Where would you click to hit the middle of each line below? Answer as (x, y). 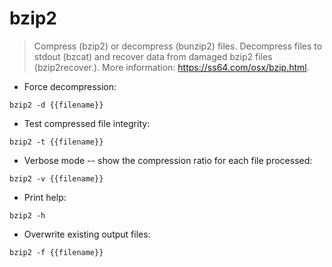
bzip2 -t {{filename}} (56, 142)
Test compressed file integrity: (87, 123)
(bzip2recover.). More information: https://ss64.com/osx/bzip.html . (171, 67)
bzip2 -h (27, 215)
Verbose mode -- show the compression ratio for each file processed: (168, 160)
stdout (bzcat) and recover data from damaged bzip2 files (153, 56)
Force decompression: (70, 86)
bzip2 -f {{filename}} (56, 252)
